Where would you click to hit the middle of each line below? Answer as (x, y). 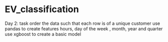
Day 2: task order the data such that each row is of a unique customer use (82, 23)
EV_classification (42, 9)
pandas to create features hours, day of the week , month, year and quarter (84, 28)
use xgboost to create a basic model (43, 34)
